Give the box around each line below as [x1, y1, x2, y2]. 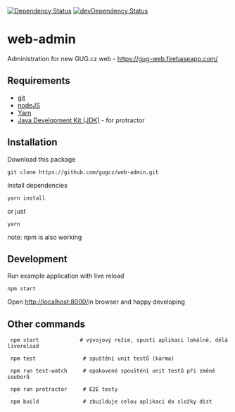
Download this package [7, 155, 76, 163]
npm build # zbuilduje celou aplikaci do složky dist [10, 398, 212, 406]
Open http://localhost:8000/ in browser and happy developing [7, 297, 185, 306]
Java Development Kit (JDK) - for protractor [17, 116, 146, 124]
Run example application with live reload [7, 271, 125, 281]
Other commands [7, 318, 86, 330]
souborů [7, 373, 30, 381]
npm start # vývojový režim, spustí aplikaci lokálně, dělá [10, 337, 229, 344]
